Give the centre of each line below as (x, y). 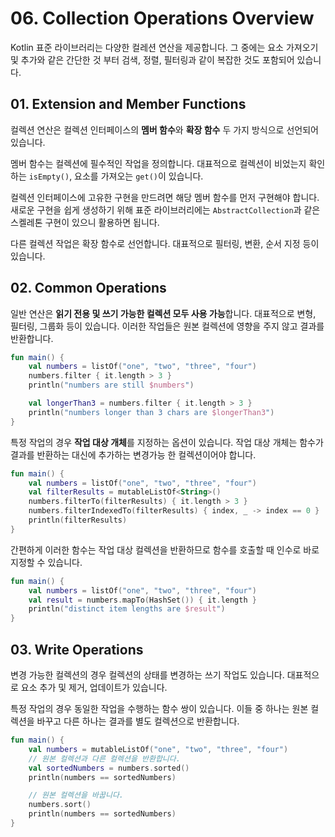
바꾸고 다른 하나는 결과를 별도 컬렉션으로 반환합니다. (138, 721)
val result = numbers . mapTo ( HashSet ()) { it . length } (142, 600)
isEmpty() (49, 177)
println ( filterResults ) (78, 520)
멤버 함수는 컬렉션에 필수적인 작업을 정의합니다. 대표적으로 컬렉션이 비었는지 (158, 163)
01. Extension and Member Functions (128, 104)
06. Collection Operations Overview (162, 18)
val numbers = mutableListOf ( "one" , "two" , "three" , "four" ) (158, 749)
